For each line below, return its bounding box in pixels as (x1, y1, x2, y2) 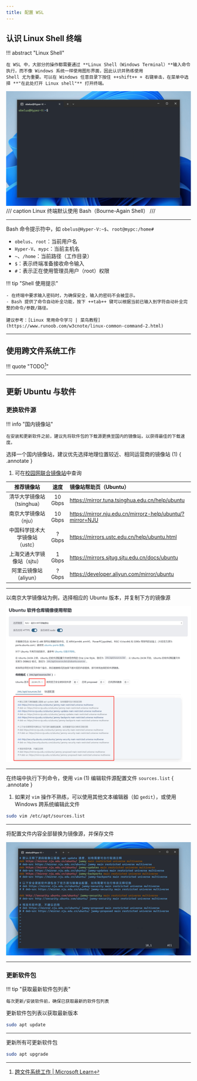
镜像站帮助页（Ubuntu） (69, 483, 130, 491)
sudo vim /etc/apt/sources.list (6, 813, 85, 819)
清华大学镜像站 (9, 493, 46, 500)
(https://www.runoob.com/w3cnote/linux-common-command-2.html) (6, 323, 164, 329)
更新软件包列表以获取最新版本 (6, 1009, 78, 1017)
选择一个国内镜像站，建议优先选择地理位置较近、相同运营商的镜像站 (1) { (6, 451, 182, 458)
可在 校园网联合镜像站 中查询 (14, 469, 82, 476)
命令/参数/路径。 (14, 305, 51, 311)
